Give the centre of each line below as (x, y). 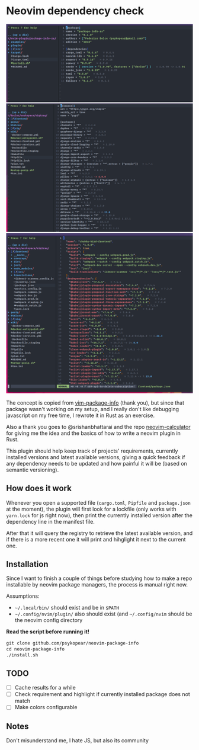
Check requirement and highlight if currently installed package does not (102, 694)
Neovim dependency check (75, 11)
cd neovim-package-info (36, 649)
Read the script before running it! (48, 632)
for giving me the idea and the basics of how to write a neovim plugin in (93, 433)
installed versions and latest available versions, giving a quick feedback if (96, 457)
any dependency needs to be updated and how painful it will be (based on (97, 463)
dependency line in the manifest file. (50, 521)
